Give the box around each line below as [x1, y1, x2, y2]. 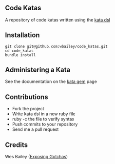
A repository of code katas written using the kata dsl [5, 17, 111, 22]
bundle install [5, 52, 36, 58]
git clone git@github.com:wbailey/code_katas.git [5, 44, 108, 49]
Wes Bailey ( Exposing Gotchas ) [5, 154, 68, 160]
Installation [5, 31, 40, 40]
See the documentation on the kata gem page [5, 79, 97, 84]
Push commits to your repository [12, 122, 78, 127]
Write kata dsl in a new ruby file [12, 111, 76, 117]
